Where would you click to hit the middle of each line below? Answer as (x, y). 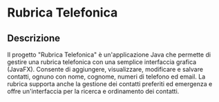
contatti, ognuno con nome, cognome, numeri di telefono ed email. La (106, 76)
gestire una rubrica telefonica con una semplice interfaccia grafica (102, 62)
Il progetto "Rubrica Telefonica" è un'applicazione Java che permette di (109, 54)
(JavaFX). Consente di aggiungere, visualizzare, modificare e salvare (105, 69)
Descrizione (34, 38)
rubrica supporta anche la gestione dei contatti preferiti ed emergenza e (110, 84)
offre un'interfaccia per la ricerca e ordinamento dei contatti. (93, 91)
